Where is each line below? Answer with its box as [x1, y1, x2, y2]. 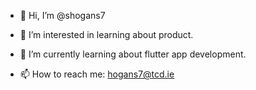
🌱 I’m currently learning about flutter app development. [19, 48, 247, 60]
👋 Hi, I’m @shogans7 [19, 10, 106, 21]
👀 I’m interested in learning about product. [19, 29, 194, 40]
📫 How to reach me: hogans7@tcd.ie [19, 68, 175, 80]
